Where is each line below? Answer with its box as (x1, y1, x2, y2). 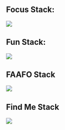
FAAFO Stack (6, 70, 56, 80)
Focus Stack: (6, 5, 55, 15)
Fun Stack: (6, 37, 46, 47)
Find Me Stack (6, 102, 60, 112)
